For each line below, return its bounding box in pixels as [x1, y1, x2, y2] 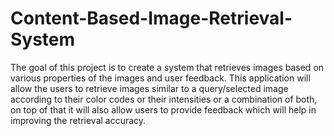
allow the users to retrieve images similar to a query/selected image [10, 82, 289, 94]
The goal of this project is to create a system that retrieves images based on [10, 61, 325, 73]
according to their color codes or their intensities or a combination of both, [10, 93, 318, 105]
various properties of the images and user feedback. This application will [10, 72, 311, 84]
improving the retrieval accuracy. [10, 114, 147, 126]
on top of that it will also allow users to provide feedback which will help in [10, 103, 317, 116]
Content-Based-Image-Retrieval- [10, 7, 293, 30]
